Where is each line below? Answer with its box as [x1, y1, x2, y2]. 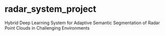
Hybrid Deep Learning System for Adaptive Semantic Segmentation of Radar [4, 20, 160, 26]
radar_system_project [4, 3, 97, 15]
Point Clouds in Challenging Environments [4, 25, 90, 31]
